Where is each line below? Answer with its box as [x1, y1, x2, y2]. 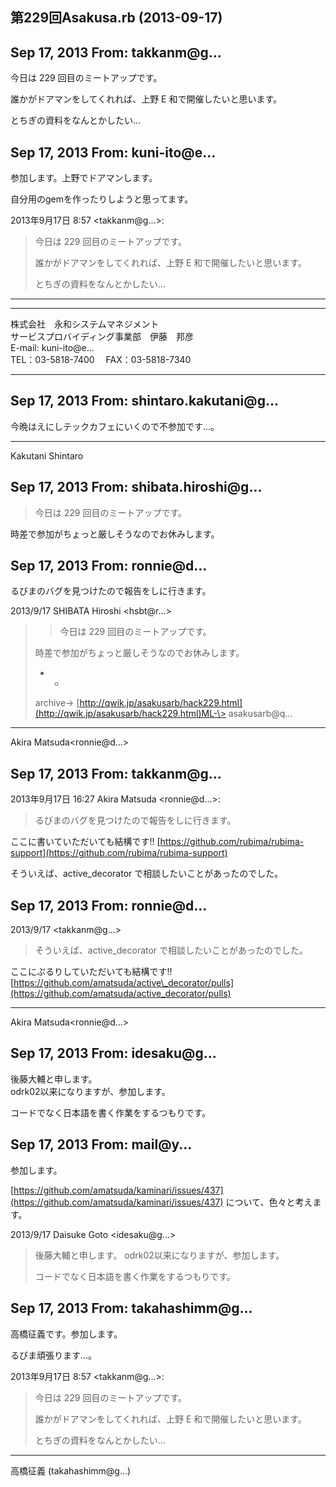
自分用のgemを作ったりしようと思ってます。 [10, 193, 194, 205]
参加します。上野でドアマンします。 [10, 172, 158, 184]
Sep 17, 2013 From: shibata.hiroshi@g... [10, 479, 263, 496]
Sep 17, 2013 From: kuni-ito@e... [10, 144, 217, 161]
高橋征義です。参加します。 [10, 1328, 123, 1340]
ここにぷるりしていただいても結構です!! [10, 966, 173, 978]
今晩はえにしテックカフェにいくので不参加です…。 [10, 420, 220, 432]
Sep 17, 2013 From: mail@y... [10, 1136, 193, 1153]
